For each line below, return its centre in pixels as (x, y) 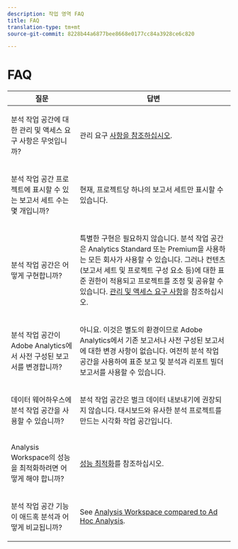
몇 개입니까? (30, 211)
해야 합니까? (45, 479)
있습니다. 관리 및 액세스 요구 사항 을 (135, 292)
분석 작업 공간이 (36, 335)
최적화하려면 (39, 468)
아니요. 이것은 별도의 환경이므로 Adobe (141, 330)
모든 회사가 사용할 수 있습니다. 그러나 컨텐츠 (157, 260)
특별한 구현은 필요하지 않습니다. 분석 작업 (144, 238)
